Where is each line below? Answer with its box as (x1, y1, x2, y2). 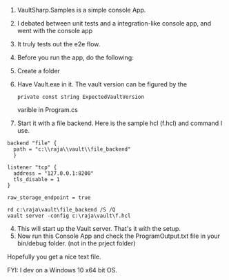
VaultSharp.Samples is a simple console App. (17, 6, 146, 14)
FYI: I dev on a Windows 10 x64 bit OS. (7, 266, 117, 274)
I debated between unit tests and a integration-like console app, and (17, 19, 212, 27)
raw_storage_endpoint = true (7, 194, 91, 201)
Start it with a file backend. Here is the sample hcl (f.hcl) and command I (17, 119, 223, 127)
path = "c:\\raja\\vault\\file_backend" (13, 146, 131, 153)
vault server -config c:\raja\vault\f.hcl (7, 212, 131, 219)
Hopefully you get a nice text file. (7, 252, 101, 261)
